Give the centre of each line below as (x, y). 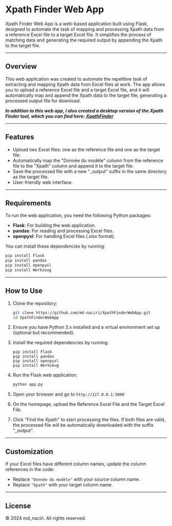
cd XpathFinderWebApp (36, 317)
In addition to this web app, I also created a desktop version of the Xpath (84, 110)
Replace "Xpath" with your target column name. (63, 485)
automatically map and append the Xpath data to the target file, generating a (86, 95)
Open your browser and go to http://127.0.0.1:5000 (68, 394)
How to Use (24, 291)
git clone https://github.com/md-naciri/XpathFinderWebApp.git (82, 313)
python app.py (28, 384)
